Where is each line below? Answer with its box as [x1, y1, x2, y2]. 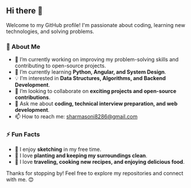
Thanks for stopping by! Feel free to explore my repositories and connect [6, 170, 184, 177]
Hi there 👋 [6, 6, 43, 16]
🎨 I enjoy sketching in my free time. [14, 146, 101, 153]
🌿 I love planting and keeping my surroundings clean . [14, 152, 147, 159]
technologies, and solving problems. [6, 28, 94, 35]
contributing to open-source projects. [14, 62, 106, 70]
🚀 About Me [6, 42, 41, 51]
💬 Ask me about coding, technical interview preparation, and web [14, 100, 178, 107]
